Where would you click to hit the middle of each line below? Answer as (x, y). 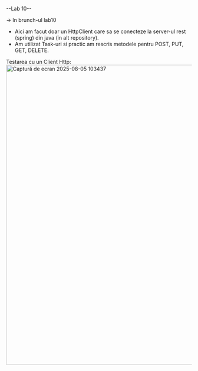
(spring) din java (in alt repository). (57, 38)
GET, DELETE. (32, 50)
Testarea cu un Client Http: (39, 62)
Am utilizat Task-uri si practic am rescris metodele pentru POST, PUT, (99, 44)
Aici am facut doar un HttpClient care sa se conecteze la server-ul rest (100, 31)
